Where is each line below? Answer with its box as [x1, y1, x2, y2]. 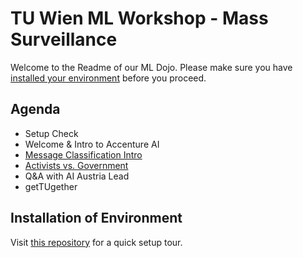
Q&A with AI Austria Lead [24, 170, 130, 182]
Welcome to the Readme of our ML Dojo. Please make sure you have [10, 61, 293, 73]
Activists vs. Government [24, 159, 129, 171]
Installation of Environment [10, 210, 183, 227]
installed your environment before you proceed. [10, 72, 207, 84]
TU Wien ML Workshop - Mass [10, 7, 269, 30]
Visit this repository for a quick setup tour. [10, 236, 183, 248]
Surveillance [10, 28, 118, 51]
